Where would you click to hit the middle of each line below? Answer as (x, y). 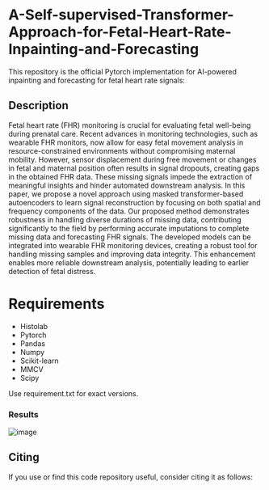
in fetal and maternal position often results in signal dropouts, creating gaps (134, 168)
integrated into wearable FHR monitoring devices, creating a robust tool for (133, 245)
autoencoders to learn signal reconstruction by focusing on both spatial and (134, 202)
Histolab (34, 326)
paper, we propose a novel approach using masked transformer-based (126, 194)
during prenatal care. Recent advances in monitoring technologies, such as (133, 133)
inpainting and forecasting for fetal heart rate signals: (97, 80)
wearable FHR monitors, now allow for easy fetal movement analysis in (126, 142)
